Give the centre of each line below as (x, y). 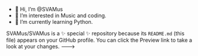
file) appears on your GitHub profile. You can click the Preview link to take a (99, 40)
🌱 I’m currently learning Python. (54, 22)
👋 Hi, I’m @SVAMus (39, 9)
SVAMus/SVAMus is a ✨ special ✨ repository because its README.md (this (95, 33)
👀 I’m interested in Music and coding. (60, 15)
